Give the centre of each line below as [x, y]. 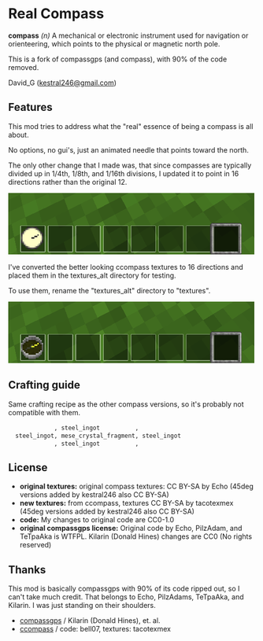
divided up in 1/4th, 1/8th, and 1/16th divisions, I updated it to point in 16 [124, 173]
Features [30, 107]
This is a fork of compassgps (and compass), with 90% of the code [118, 59]
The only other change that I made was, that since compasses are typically [130, 165]
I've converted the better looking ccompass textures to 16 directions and [126, 267]
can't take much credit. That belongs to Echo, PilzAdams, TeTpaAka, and [126, 597]
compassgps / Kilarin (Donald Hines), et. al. [90, 621]
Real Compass [56, 14]
